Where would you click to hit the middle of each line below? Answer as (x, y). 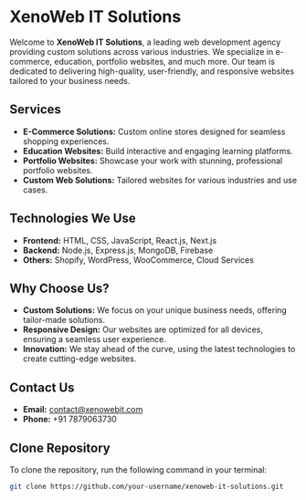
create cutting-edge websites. (79, 359)
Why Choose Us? (59, 288)
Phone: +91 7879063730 (69, 419)
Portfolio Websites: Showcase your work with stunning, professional (153, 161)
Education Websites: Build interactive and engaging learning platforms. (158, 151)
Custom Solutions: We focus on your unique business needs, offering (155, 310)
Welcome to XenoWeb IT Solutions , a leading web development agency (145, 42)
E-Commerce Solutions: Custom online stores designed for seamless (154, 131)
